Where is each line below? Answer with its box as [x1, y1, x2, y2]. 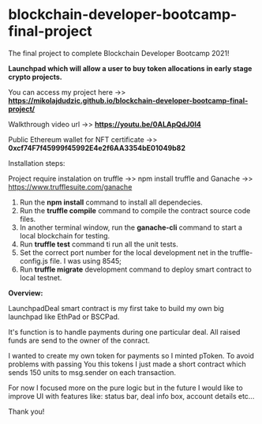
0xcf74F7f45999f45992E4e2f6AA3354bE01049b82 [8, 143, 185, 152]
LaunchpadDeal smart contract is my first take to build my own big [8, 303, 225, 313]
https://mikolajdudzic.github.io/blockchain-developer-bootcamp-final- [8, 96, 249, 105]
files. [19, 214, 36, 223]
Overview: [8, 288, 43, 298]
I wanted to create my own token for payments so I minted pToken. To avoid [8, 351, 255, 360]
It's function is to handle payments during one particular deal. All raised [8, 327, 241, 336]
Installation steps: [8, 158, 65, 167]
